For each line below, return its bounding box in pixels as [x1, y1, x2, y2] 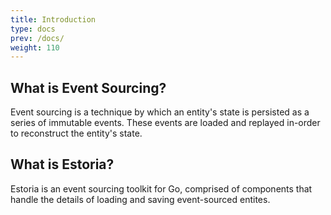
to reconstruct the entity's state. [10, 127, 143, 140]
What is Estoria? [10, 156, 115, 173]
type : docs [10, 24, 56, 34]
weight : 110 [10, 42, 60, 53]
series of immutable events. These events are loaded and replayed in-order [10, 117, 321, 129]
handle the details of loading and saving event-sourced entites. [10, 193, 271, 205]
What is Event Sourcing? [10, 79, 167, 96]
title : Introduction [10, 14, 97, 25]
